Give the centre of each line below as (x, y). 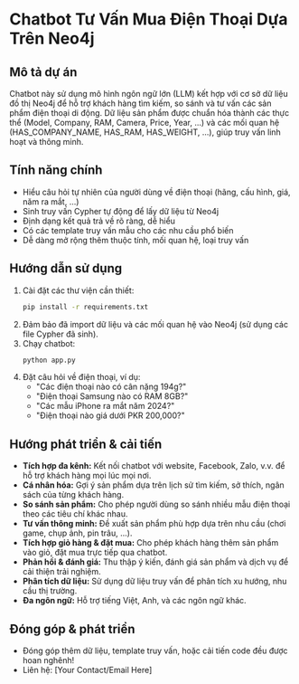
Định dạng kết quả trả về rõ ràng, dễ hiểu (99, 221)
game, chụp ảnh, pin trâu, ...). (77, 533)
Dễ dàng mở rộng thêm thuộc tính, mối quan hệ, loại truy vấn (135, 240)
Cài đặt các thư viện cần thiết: (78, 290)
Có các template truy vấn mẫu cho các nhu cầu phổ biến (128, 230)
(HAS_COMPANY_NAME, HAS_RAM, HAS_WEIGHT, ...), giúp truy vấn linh (145, 132)
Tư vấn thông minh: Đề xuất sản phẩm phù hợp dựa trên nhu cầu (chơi (154, 524)
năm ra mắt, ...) (51, 201)
